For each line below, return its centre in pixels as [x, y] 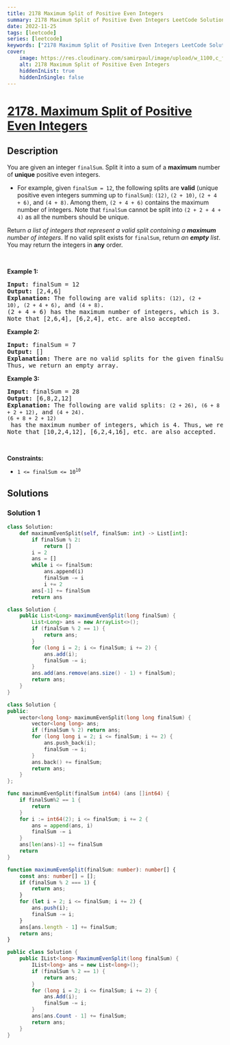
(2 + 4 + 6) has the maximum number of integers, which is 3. [114, 312]
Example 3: [23, 379]
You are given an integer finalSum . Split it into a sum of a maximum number [114, 167]
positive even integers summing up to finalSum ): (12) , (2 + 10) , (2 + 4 [117, 195]
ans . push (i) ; [50, 908]
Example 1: [23, 272]
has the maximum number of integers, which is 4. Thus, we [112, 425]
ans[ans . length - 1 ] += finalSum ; [68, 927]
